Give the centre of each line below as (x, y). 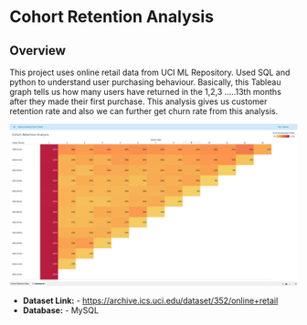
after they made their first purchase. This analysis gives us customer (138, 101)
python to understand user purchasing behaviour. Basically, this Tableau (145, 82)
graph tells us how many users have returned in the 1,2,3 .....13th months (145, 92)
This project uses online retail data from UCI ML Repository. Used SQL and (150, 72)
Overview (38, 51)
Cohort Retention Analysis (112, 17)
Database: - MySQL (60, 310)
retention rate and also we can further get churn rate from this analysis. (144, 111)
